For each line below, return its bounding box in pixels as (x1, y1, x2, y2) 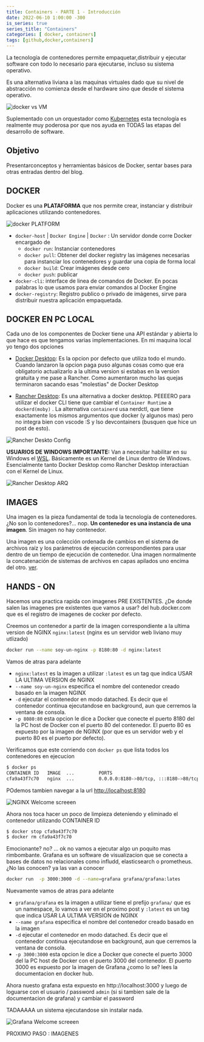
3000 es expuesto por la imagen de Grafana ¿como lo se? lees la (15, 964, 178, 971)
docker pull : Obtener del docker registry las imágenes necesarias (24, 251, 190, 258)
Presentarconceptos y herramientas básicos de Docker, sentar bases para (6, 162, 192, 169)
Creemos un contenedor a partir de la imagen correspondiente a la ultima (6, 623, 190, 630)
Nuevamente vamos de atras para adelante (6, 887, 114, 894)
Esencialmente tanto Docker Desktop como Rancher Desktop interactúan (6, 461, 189, 469)
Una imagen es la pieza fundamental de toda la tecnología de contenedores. (6, 513, 197, 520)
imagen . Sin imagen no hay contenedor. (6, 526, 107, 534)
